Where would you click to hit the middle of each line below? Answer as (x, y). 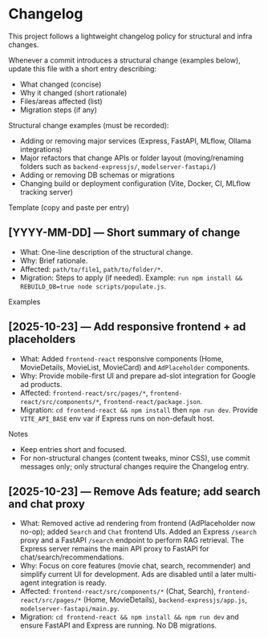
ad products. (41, 384)
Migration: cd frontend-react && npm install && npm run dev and (129, 617)
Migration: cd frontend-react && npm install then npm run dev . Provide (139, 410)
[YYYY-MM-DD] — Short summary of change (124, 233)
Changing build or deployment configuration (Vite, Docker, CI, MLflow (135, 183)
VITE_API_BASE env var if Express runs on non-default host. (117, 418)
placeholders (42, 339)
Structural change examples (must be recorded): (89, 125)
